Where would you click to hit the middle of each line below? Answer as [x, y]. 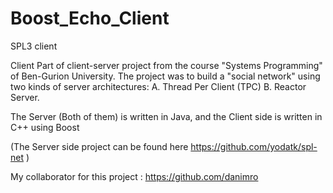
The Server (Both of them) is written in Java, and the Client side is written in [166, 116]
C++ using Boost [45, 127]
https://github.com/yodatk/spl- [254, 146]
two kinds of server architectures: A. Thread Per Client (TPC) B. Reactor [158, 86]
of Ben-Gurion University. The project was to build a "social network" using [165, 76]
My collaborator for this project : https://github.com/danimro [134, 176]
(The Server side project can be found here [99, 146]
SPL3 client [34, 46]
